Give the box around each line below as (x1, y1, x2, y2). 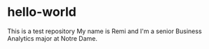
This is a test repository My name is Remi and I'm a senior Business (7, 27, 202, 35)
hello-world (7, 4, 77, 20)
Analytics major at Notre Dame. (7, 34, 98, 42)
